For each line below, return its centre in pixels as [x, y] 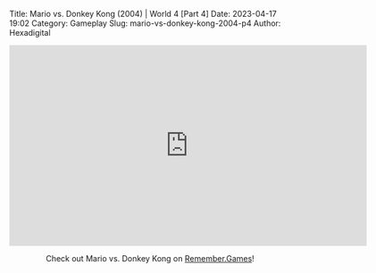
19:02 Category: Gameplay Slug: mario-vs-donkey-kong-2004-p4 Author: [145, 23]
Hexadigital [30, 33]
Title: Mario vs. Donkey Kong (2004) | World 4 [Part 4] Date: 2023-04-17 [143, 14]
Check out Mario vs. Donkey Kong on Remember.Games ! [150, 258]
